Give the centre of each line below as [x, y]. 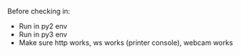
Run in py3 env [43, 34]
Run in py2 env [43, 26]
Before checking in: [39, 11]
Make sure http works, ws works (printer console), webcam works [126, 43]
